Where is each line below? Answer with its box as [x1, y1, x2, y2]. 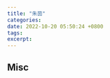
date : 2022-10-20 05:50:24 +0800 [7, 23, 104, 30]
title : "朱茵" [7, 10, 46, 17]
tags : [7, 29, 23, 37]
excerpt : [7, 36, 33, 43]
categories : [7, 17, 42, 23]
